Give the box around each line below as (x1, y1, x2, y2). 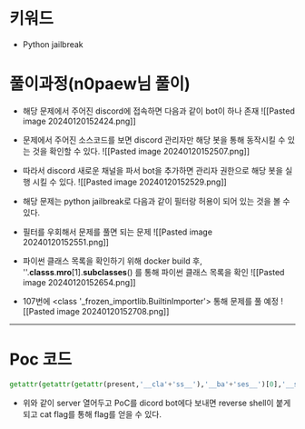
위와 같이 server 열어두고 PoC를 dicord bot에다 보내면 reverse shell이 (22, 397, 274, 408)
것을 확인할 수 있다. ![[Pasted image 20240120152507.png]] (32, 145, 251, 156)
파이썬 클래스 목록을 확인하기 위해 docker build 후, (22, 255, 202, 266)
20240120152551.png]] (22, 236, 109, 247)
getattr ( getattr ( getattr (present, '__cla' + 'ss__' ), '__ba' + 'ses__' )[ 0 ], (9, 379, 282, 389)
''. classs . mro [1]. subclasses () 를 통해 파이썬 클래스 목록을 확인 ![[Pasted (22, 266, 285, 277)
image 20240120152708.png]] (56, 305, 170, 316)
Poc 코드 (9, 349, 73, 370)
